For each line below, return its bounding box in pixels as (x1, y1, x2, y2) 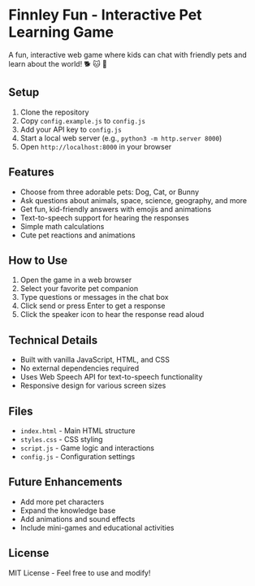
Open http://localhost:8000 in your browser (19, 141, 172, 151)
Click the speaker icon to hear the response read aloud (19, 310, 205, 319)
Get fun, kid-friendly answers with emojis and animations (19, 204, 212, 214)
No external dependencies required (19, 363, 140, 373)
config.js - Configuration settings (19, 452, 136, 461)
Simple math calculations (19, 221, 105, 231)
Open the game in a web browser (19, 275, 132, 285)
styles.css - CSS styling (19, 435, 103, 444)
